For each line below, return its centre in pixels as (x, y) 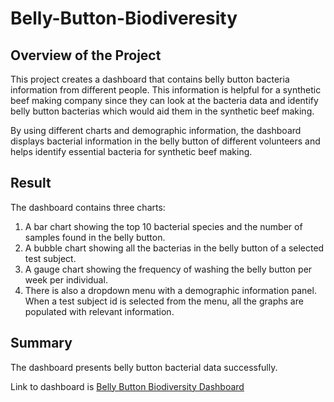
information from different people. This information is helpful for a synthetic (166, 90)
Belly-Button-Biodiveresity (124, 18)
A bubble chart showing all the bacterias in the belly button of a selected (174, 248)
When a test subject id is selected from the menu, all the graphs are (164, 301)
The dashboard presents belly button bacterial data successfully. (144, 367)
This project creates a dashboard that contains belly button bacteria (150, 79)
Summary (41, 343)
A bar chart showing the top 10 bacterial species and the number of (163, 226)
